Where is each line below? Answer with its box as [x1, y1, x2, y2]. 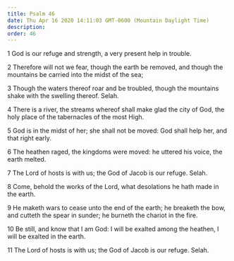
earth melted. [7, 155, 47, 164]
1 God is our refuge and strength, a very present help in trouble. [7, 49, 192, 58]
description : [7, 23, 46, 30]
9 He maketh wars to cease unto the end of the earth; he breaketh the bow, [7, 204, 226, 212]
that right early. [7, 134, 51, 142]
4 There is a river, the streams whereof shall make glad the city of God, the [7, 105, 225, 114]
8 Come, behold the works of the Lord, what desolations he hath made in [7, 183, 219, 191]
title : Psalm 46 [7, 10, 55, 18]
